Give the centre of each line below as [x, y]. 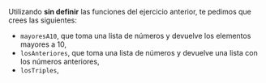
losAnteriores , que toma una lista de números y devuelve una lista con [139, 53]
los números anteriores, [60, 61]
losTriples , [39, 70]
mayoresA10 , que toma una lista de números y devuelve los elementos [135, 36]
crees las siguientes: [43, 20]
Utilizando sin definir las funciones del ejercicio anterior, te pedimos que [130, 12]
